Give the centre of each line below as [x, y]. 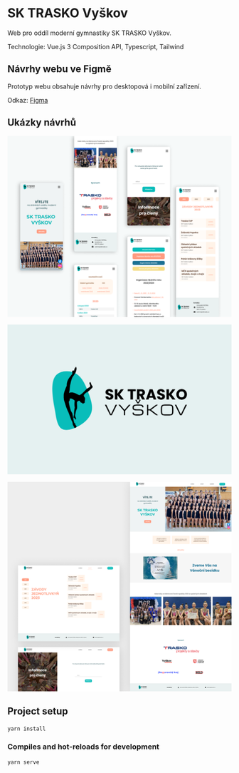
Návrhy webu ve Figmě [59, 69]
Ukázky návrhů [42, 123]
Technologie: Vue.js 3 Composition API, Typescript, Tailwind [96, 46]
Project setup [38, 711]
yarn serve [23, 762]
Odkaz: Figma [28, 100]
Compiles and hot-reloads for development [84, 747]
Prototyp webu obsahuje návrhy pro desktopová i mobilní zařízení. [104, 86]
